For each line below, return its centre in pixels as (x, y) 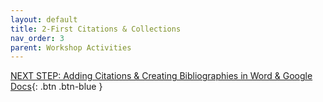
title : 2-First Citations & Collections (96, 29)
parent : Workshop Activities (71, 47)
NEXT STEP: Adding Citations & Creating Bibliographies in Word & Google (161, 76)
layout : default (44, 19)
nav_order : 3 (37, 38)
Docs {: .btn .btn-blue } (56, 87)
